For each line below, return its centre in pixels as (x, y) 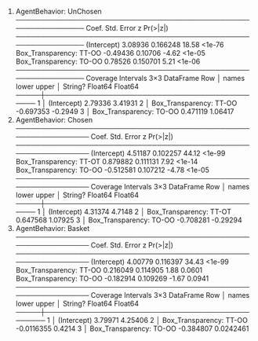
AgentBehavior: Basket (53, 228)
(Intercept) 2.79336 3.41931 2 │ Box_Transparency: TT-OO (143, 103)
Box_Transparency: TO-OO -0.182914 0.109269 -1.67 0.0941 (112, 279)
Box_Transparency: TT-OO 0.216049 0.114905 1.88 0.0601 (109, 270)
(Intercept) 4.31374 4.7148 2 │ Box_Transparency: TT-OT (140, 212)
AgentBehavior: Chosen (54, 120)
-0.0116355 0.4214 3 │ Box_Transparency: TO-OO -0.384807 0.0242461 (132, 328)
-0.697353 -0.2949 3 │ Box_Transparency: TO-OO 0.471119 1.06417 (125, 112)
